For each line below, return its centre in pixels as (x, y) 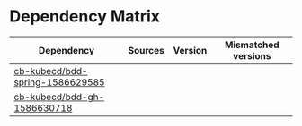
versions (252, 55)
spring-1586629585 (59, 82)
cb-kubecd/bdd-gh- (59, 97)
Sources (146, 50)
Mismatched (252, 45)
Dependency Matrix (84, 17)
